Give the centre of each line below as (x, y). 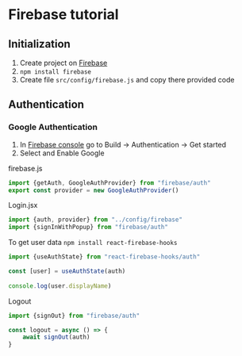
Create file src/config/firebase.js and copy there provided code (127, 80)
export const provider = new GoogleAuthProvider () (94, 190)
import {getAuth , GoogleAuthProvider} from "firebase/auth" (110, 183)
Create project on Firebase (63, 63)
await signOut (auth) (56, 337)
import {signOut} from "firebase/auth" (74, 316)
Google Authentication (53, 127)
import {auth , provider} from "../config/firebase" (95, 220)
